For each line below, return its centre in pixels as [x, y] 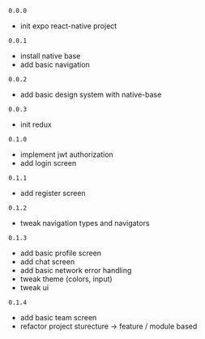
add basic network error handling [76, 270]
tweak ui [34, 287]
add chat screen [47, 262]
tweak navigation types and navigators [85, 223]
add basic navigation [55, 65]
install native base [50, 56]
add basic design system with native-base [91, 94]
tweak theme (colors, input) [66, 279]
